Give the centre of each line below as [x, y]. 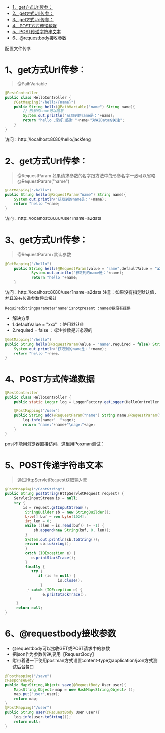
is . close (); [70, 580]
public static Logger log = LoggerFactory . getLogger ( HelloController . [88, 402]
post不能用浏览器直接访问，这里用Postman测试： [55, 444]
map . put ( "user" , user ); [37, 694]
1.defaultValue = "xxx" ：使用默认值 [48, 324]
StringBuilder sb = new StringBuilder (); [68, 512]
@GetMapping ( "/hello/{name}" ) [45, 102]
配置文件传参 [18, 48]
